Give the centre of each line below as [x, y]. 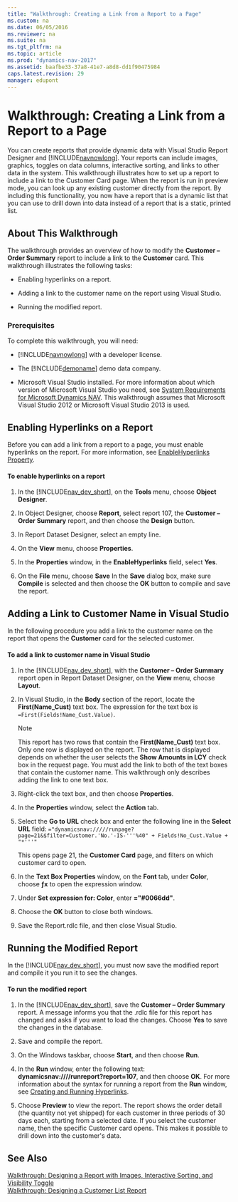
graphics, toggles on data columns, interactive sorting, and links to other [113, 165]
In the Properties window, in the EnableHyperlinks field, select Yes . [118, 562]
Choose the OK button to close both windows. [85, 912]
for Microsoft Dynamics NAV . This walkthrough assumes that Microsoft [121, 398]
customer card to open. [52, 863]
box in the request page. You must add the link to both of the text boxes [123, 765]
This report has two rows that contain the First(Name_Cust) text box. [119, 742]
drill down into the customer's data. [70, 1136]
